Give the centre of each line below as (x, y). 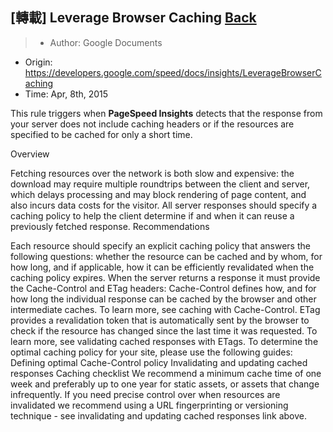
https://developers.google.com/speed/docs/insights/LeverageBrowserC (173, 72)
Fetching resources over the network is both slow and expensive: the (152, 173)
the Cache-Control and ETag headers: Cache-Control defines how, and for (163, 288)
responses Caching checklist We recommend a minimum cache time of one (166, 373)
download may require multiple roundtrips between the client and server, (160, 184)
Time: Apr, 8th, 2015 (66, 94)
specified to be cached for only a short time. (101, 134)
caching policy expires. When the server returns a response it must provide (165, 277)
